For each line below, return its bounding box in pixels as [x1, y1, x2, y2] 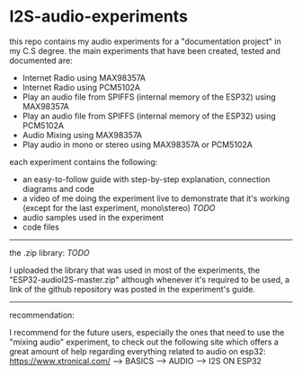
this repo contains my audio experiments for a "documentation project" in [9, 36, 281, 47]
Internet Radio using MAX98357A [22, 72, 147, 83]
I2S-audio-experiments [9, 6, 189, 27]
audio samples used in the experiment [22, 212, 164, 222]
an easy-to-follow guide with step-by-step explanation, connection [22, 173, 271, 185]
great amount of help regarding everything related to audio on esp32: [9, 345, 267, 356]
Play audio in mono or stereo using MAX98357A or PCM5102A [22, 139, 253, 150]
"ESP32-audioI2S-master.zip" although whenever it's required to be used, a [9, 274, 290, 284]
